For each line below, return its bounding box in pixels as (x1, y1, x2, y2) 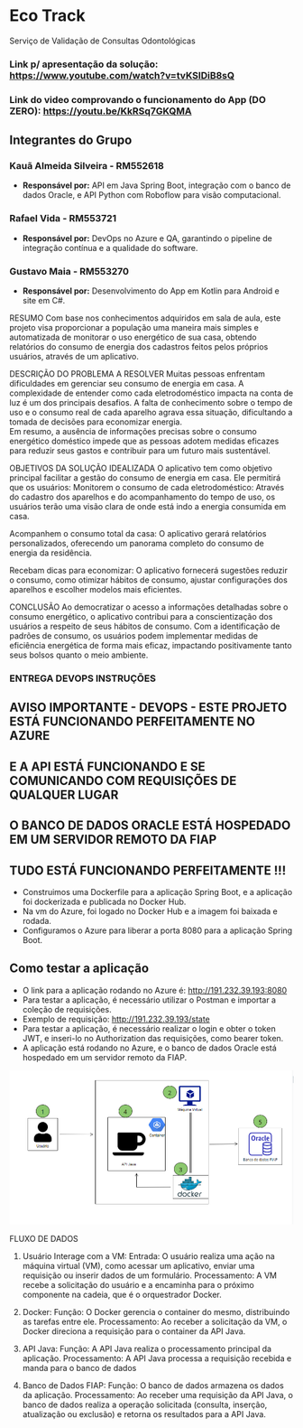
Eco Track (9, 5, 86, 26)
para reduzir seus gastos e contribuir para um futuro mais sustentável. (9, 445, 271, 456)
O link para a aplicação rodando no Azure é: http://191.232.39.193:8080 (22, 985, 288, 995)
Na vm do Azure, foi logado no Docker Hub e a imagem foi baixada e (22, 905, 278, 917)
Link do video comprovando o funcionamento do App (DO (9, 93, 266, 106)
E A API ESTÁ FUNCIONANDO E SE (9, 759, 206, 774)
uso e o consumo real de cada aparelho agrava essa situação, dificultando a (9, 407, 293, 418)
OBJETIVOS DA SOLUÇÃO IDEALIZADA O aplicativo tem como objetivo (9, 462, 273, 474)
